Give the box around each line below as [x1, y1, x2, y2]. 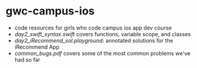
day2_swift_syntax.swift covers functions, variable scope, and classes [14, 30, 191, 37]
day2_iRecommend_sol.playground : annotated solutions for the [14, 37, 174, 44]
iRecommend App [14, 43, 60, 51]
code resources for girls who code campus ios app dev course [14, 24, 172, 31]
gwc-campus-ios [5, 4, 95, 18]
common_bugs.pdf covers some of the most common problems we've [14, 49, 191, 57]
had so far [14, 56, 41, 63]
